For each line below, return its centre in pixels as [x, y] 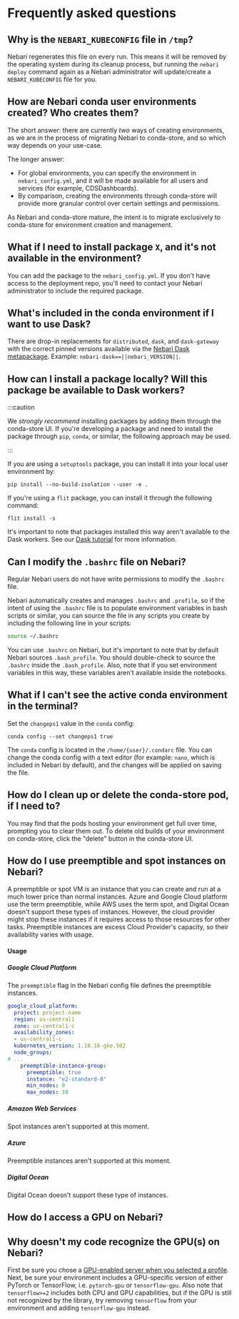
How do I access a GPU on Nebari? [86, 1217]
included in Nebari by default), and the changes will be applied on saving [115, 764]
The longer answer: [36, 159]
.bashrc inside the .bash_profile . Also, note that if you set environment [112, 664]
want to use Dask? [49, 324]
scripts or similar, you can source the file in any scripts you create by [108, 616]
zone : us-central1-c [44, 1026]
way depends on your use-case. [55, 145]
